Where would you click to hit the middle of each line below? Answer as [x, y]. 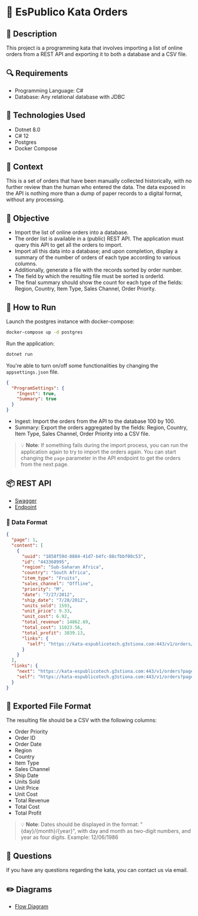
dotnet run [19, 354]
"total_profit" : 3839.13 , [53, 633]
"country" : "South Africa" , [56, 573]
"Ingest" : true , [37, 393]
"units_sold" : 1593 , [47, 606]
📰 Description [32, 34]
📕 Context [24, 167]
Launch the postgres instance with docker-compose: [70, 322]
